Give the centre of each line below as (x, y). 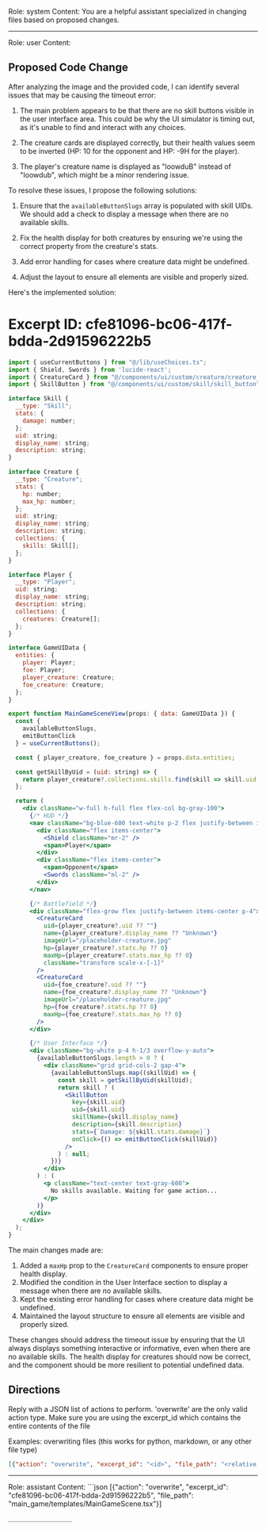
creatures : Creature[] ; (62, 619)
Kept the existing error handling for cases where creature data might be (136, 1299)
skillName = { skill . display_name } (125, 1117)
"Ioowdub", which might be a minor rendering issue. (104, 174)
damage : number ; (49, 421)
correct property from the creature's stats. (89, 246)
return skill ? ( (86, 1088)
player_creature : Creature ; (68, 677)
